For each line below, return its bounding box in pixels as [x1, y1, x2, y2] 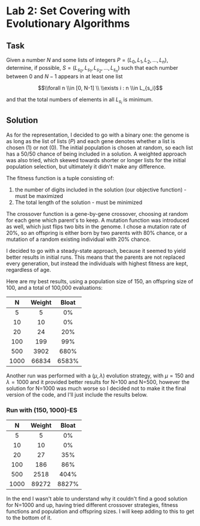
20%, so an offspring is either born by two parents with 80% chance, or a [6, 229, 187, 236]
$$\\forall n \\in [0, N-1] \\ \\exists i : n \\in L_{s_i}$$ [38, 84, 163, 91]
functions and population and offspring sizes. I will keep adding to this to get [6, 508, 195, 515]
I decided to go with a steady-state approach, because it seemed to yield [6, 247, 186, 254]
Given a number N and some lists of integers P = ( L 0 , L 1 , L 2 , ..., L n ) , [6, 57, 168, 65]
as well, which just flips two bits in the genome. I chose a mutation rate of [6, 222, 187, 230]
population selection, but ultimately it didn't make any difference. [6, 163, 166, 170]
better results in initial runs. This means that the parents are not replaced [6, 253, 185, 261]
